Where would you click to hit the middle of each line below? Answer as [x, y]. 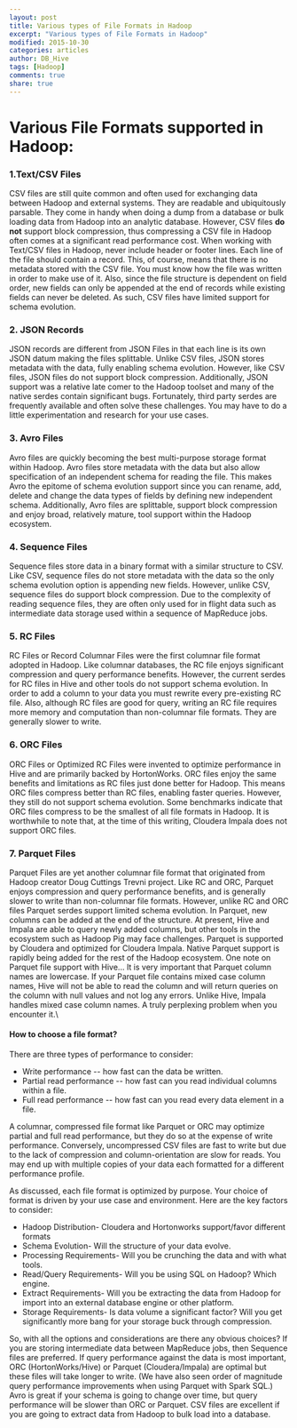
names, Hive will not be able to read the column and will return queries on [144, 985]
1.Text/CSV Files [45, 174]
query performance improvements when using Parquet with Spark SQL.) [141, 1386]
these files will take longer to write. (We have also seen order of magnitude [146, 1376]
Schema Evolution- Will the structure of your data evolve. [126, 1246]
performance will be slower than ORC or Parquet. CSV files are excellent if [145, 1405]
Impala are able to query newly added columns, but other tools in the [135, 929]
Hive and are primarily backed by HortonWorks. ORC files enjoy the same [143, 773]
